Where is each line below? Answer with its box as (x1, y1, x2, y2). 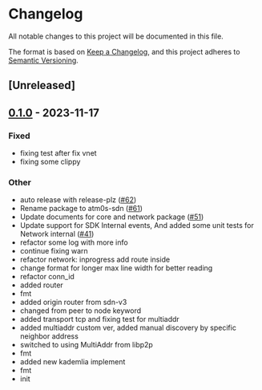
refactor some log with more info (19, 238, 128, 247)
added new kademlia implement (19, 357, 126, 367)
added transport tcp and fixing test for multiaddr (19, 315, 180, 324)
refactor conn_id (19, 272, 75, 282)
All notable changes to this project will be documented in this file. (8, 31, 224, 41)
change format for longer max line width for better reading (19, 263, 213, 273)
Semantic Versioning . (8, 55, 79, 65)
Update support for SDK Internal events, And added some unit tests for (19, 221, 255, 230)
